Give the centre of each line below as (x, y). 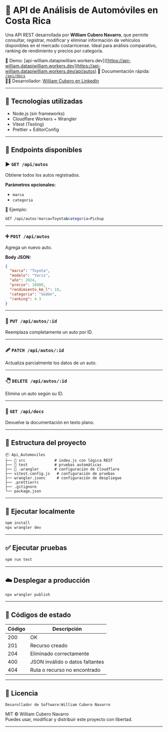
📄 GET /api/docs (24, 411)
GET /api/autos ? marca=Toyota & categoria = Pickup (54, 219)
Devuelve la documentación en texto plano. (50, 422)
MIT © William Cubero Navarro (37, 714)
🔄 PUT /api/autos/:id (31, 321)
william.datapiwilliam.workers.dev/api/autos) (51, 71)
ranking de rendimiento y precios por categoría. (54, 51)
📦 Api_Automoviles (25, 455)
